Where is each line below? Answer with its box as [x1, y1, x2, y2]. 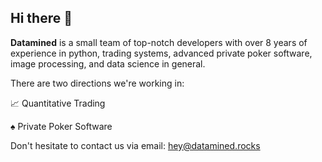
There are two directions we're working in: [10, 77, 185, 89]
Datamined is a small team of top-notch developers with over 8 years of [10, 36, 308, 48]
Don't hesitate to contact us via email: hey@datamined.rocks [10, 139, 261, 151]
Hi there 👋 [10, 10, 73, 27]
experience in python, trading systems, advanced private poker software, [10, 47, 313, 59]
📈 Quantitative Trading [10, 97, 106, 109]
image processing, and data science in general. [10, 57, 206, 70]
